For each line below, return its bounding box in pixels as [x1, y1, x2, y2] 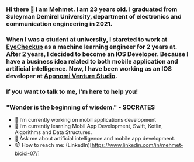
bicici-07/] [14, 150, 40, 157]
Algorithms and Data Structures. [14, 129, 92, 136]
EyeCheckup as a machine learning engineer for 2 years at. [6, 43, 177, 51]
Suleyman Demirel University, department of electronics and [6, 12, 182, 20]
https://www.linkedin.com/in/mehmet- [91, 142, 183, 149]
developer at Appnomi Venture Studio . [6, 72, 118, 80]
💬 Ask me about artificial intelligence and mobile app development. [14, 135, 176, 142]
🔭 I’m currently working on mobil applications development [14, 117, 157, 124]
